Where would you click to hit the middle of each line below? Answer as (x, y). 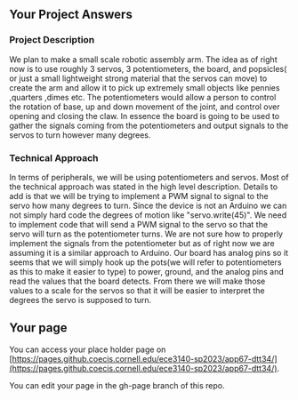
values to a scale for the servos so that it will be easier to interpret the (137, 290)
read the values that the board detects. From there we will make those (137, 281)
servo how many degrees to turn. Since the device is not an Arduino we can (148, 205)
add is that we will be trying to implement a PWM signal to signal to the (139, 196)
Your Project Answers (71, 15)
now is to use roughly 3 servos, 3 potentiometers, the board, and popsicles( (148, 68)
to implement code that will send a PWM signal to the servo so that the (139, 224)
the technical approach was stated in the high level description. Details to (144, 187)
